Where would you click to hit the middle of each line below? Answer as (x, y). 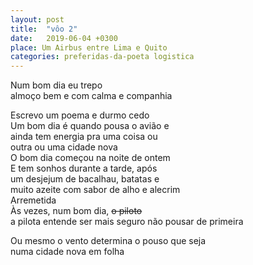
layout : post (37, 19)
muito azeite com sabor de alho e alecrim (95, 190)
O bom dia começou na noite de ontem (90, 158)
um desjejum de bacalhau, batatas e (85, 179)
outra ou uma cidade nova (64, 147)
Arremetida (33, 200)
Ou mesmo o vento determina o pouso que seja (108, 241)
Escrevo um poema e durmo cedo (80, 115)
